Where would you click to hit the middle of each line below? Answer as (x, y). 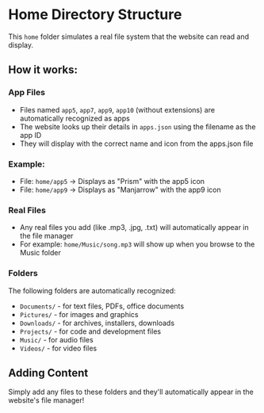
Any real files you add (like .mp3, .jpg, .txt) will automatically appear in (134, 228)
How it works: (43, 70)
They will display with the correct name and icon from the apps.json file (136, 143)
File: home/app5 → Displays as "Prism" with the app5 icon (112, 181)
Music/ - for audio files (56, 339)
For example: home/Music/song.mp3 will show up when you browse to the (137, 244)
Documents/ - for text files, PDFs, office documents (102, 306)
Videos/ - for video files (58, 348)
